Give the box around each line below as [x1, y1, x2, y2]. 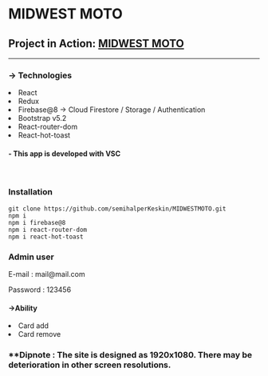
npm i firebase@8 [8, 218, 66, 226]
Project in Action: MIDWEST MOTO [8, 37, 185, 50]
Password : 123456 [8, 285, 72, 294]
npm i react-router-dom [8, 226, 88, 234]
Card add [18, 321, 49, 330]
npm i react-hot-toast [8, 233, 84, 241]
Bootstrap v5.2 [18, 114, 67, 123]
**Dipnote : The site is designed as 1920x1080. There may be [8, 350, 253, 361]
